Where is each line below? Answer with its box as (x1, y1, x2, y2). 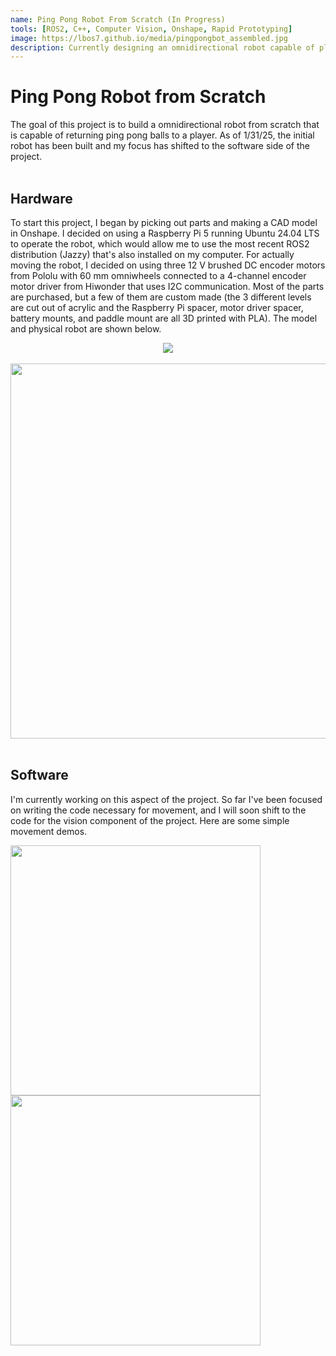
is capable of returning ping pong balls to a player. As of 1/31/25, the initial (10, 129, 315, 141)
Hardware (10, 190, 73, 207)
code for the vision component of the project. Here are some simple (10, 814, 290, 826)
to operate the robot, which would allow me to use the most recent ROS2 (10, 238, 310, 250)
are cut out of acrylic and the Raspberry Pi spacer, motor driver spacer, (10, 302, 304, 313)
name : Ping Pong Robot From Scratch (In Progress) (10, 14, 226, 25)
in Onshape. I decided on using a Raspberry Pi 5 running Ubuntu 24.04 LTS (10, 227, 320, 239)
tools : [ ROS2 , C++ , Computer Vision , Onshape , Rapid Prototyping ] (10, 24, 293, 34)
